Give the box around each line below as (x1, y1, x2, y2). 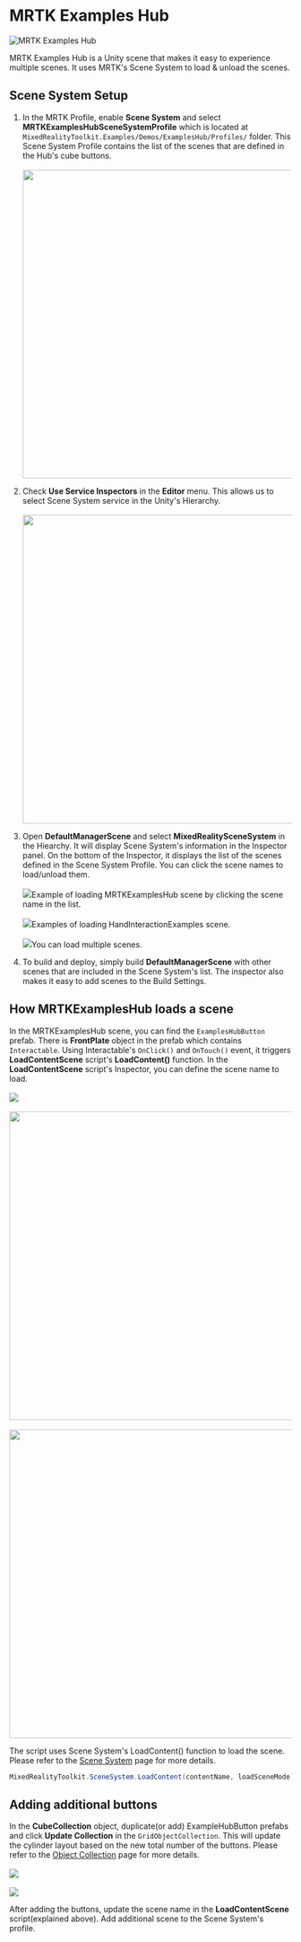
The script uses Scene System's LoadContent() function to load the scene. (9, 1745, 285, 1756)
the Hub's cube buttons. (21, 150, 112, 161)
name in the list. (21, 899, 82, 909)
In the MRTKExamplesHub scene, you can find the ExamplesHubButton (9, 1025, 266, 1036)
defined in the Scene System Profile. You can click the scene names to (21, 859, 284, 870)
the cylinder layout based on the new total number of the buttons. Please (9, 1840, 279, 1850)
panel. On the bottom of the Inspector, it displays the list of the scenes (21, 849, 282, 860)
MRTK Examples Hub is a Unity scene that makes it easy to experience (9, 52, 271, 63)
